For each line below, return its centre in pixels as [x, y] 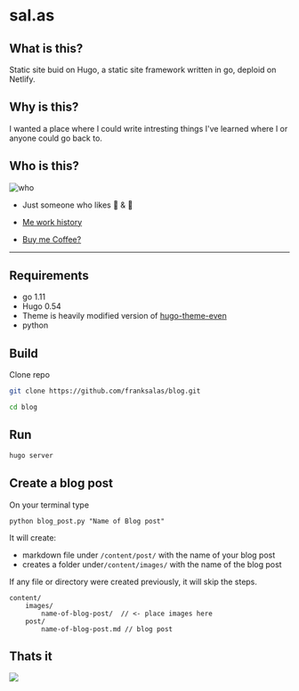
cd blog [24, 407]
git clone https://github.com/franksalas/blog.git [105, 391]
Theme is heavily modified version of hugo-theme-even [124, 316]
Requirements [49, 276]
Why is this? [44, 107]
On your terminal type [49, 505]
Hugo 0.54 [42, 306]
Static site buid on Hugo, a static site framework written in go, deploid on [143, 69]
